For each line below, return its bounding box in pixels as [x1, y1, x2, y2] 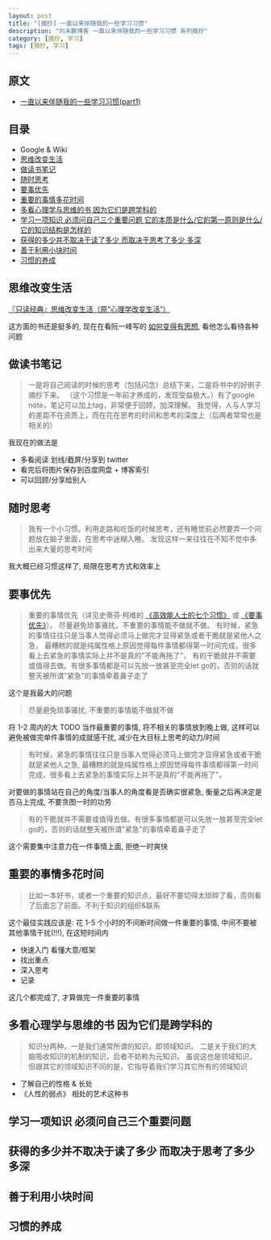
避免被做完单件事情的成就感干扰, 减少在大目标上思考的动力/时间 [8, 733, 220, 742]
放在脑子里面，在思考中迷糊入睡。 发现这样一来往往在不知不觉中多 [35, 534, 256, 544]
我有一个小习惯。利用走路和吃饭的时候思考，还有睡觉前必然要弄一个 [27, 524, 255, 534]
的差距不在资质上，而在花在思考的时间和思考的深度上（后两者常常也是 [27, 410, 262, 420]
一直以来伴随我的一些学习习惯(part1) [19, 96, 141, 106]
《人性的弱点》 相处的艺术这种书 [19, 1088, 129, 1099]
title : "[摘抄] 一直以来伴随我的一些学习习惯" [8, 19, 148, 27]
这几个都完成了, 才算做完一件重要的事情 [8, 992, 140, 1002]
